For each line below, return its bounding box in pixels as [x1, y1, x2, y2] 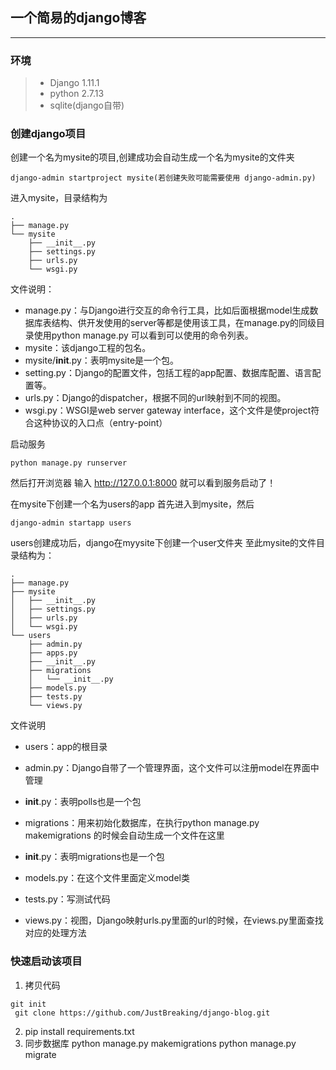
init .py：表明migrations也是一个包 [24, 851, 165, 863]
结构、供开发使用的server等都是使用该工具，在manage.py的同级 [51, 317, 317, 329]
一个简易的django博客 [10, 9, 147, 27]
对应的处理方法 [24, 927, 87, 939]
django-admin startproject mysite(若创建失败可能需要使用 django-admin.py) [10, 173, 317, 183]
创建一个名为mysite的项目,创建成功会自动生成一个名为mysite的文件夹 [10, 151, 295, 163]
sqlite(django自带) [49, 99, 125, 112]
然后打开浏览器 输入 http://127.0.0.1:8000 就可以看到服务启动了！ [10, 477, 277, 489]
